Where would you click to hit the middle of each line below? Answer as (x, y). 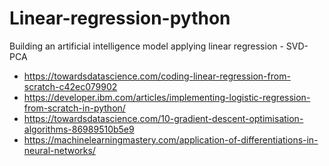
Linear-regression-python (120, 18)
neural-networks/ (59, 150)
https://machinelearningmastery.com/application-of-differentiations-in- (171, 139)
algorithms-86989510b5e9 (79, 129)
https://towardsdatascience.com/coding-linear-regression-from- (157, 76)
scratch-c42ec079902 (70, 86)
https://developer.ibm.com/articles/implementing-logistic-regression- (167, 97)
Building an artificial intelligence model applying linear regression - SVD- (159, 46)
